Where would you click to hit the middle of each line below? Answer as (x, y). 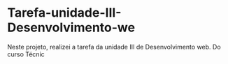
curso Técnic (26, 54)
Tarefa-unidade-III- (64, 13)
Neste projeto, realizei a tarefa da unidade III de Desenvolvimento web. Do (114, 47)
